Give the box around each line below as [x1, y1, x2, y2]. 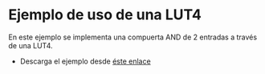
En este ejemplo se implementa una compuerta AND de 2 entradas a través [8, 32, 258, 42]
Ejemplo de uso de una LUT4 [8, 6, 202, 24]
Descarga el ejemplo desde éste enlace [19, 56, 151, 66]
